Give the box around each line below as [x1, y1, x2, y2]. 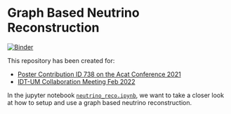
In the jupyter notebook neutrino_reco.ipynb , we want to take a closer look [7, 91, 225, 99]
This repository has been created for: [7, 56, 115, 64]
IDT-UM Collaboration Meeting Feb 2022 [17, 77, 136, 85]
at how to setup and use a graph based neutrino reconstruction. [7, 98, 192, 106]
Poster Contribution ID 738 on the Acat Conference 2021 [17, 70, 181, 78]
